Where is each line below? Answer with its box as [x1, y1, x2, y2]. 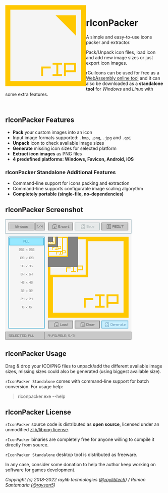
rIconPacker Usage [5, 349, 67, 358]
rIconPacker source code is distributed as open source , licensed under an [5, 421, 160, 427]
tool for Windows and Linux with [86, 86, 154, 92]
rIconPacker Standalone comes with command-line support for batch [5, 378, 149, 384]
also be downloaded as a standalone [86, 80, 163, 87]
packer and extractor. [86, 39, 131, 45]
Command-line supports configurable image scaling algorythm [12, 186, 144, 192]
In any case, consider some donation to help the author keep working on [5, 462, 156, 468]
